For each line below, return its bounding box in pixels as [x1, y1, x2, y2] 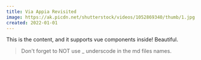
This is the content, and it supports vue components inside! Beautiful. [6, 36, 179, 43]
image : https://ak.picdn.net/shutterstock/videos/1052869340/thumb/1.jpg [6, 14, 196, 20]
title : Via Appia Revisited [6, 8, 77, 15]
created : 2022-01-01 [6, 20, 58, 26]
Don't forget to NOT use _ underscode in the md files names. [20, 48, 172, 55]
